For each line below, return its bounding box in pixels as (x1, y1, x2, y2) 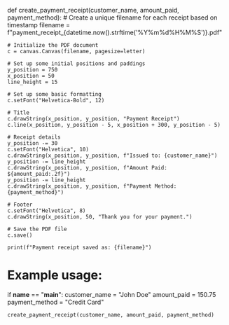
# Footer (7, 201, 33, 208)
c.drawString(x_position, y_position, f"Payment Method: (7, 183, 177, 190)
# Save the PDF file (7, 226, 68, 233)
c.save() (7, 232, 33, 239)
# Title (7, 109, 30, 116)
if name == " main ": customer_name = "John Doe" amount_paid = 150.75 (7, 290, 216, 298)
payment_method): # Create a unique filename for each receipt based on (7, 13, 218, 22)
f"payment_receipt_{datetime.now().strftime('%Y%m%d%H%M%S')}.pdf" (7, 28, 223, 36)
